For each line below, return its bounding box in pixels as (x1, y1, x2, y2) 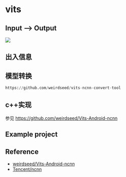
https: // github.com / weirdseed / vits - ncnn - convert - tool (5, 85, 121, 91)
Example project (5, 130, 58, 139)
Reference (5, 147, 39, 156)
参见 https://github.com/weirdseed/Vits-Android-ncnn (5, 115, 118, 121)
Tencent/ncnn (12, 166, 42, 172)
